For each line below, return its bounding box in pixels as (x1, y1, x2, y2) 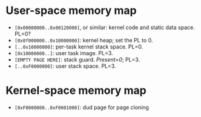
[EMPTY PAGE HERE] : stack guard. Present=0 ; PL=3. (14, 56, 140, 63)
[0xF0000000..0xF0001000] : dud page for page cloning (14, 104, 150, 111)
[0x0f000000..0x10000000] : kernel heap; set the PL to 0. (14, 36, 153, 44)
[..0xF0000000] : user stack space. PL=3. (14, 62, 116, 70)
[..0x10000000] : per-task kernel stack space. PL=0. (14, 43, 143, 50)
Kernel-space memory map (5, 84, 147, 98)
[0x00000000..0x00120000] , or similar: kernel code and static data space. (14, 24, 195, 31)
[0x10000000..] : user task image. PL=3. (14, 49, 113, 56)
